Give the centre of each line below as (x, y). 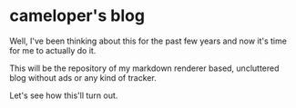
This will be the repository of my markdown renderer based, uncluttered (144, 68)
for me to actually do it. (53, 50)
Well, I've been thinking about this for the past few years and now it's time (148, 41)
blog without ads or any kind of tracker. (83, 77)
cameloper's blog (77, 16)
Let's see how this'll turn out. (64, 95)
